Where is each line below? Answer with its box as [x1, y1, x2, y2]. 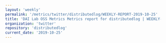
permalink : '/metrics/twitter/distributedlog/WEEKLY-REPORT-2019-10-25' [5, 12, 158, 17]
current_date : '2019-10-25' [5, 30, 63, 35]
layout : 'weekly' [5, 7, 41, 12]
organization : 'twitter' [5, 21, 56, 26]
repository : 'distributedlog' [5, 26, 68, 31]
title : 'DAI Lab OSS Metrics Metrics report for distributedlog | [5, 16, 145, 21]
